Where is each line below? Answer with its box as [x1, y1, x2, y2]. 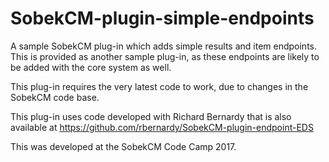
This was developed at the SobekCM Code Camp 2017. [10, 140, 237, 152]
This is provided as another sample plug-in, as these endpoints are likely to [10, 50, 320, 62]
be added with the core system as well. [10, 61, 172, 73]
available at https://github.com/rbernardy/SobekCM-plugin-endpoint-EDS [10, 121, 314, 133]
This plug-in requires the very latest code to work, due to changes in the [10, 80, 309, 92]
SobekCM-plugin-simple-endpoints [10, 7, 315, 30]
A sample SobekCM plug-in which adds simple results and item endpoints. [10, 40, 317, 52]
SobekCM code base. [10, 91, 100, 103]
